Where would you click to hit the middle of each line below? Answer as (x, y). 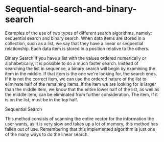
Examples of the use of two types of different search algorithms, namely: (79, 33)
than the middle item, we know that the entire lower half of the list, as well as (82, 89)
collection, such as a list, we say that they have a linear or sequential (74, 43)
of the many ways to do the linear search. (47, 134)
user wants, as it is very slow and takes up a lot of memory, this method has (82, 124)
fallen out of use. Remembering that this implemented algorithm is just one (80, 129)
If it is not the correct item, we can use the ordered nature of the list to (76, 79)
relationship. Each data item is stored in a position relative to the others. (77, 48)
